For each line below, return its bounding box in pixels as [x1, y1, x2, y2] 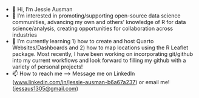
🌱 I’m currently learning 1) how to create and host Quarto [12, 38, 154, 44]
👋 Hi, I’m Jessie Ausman [12, 6, 73, 13]
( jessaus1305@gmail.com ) [12, 85, 79, 92]
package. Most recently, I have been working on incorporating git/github [12, 51, 194, 57]
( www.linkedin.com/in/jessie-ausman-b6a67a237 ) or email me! [12, 79, 170, 85]
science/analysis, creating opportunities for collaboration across [12, 25, 174, 32]
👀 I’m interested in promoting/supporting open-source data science [12, 12, 181, 19]
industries [12, 31, 38, 38]
